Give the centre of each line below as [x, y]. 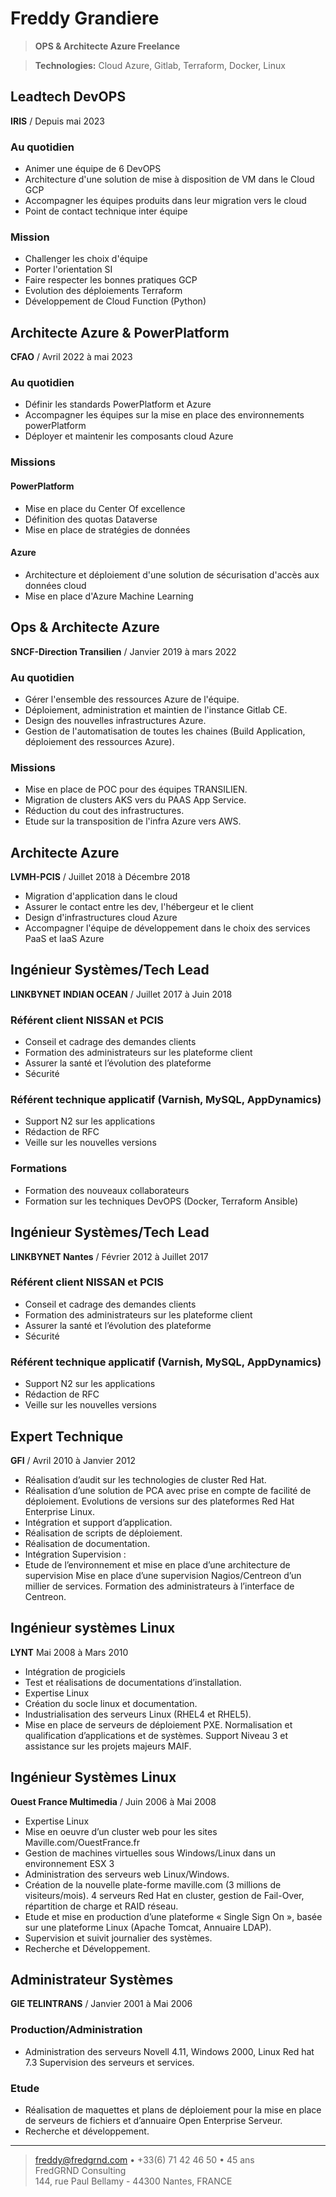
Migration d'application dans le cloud [101, 896]
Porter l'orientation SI [68, 269]
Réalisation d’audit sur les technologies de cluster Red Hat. [145, 1479]
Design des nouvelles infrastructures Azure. [115, 720]
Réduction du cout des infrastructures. [104, 811]
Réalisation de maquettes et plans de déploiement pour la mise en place [173, 2109]
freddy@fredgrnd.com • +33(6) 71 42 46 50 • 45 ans [144, 2159]
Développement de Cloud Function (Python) [115, 301]
